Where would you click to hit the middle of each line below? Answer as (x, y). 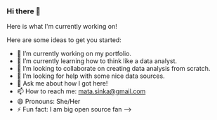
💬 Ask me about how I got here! (62, 84)
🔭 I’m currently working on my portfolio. (74, 54)
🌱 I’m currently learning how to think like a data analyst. (97, 61)
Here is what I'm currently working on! (62, 27)
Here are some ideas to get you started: (64, 40)
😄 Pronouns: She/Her (48, 102)
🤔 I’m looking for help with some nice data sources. (91, 76)
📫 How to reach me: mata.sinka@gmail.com (81, 91)
